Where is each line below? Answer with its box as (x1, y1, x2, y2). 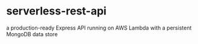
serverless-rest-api (6, 4, 107, 18)
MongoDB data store (6, 30, 58, 37)
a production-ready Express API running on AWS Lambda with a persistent (6, 24, 192, 31)
